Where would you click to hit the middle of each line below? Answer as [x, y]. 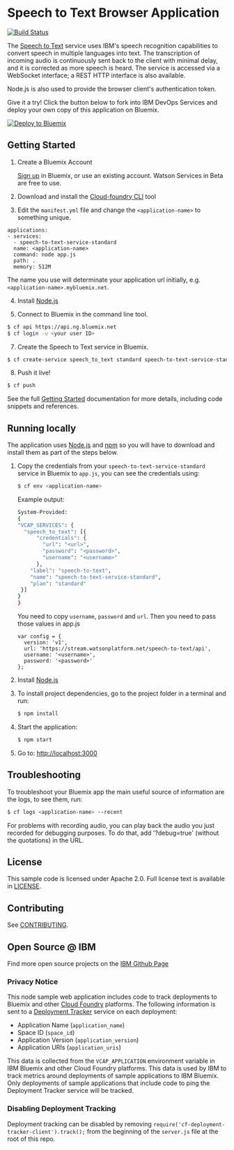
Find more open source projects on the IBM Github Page [88, 963]
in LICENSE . [24, 886]
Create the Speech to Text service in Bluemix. [83, 347]
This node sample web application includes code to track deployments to [112, 997]
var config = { [39, 637]
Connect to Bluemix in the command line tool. [83, 314]
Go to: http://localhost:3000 [57, 753]
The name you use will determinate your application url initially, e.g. [104, 280]
